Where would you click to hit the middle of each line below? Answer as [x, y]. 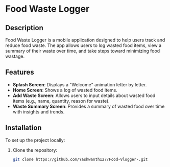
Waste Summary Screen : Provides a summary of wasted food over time [89, 106]
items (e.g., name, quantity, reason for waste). [61, 101]
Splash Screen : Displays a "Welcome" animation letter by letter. [80, 84]
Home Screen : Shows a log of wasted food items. [65, 90]
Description [24, 28]
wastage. [15, 56]
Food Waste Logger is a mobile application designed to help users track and [85, 40]
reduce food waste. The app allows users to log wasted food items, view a [83, 45]
